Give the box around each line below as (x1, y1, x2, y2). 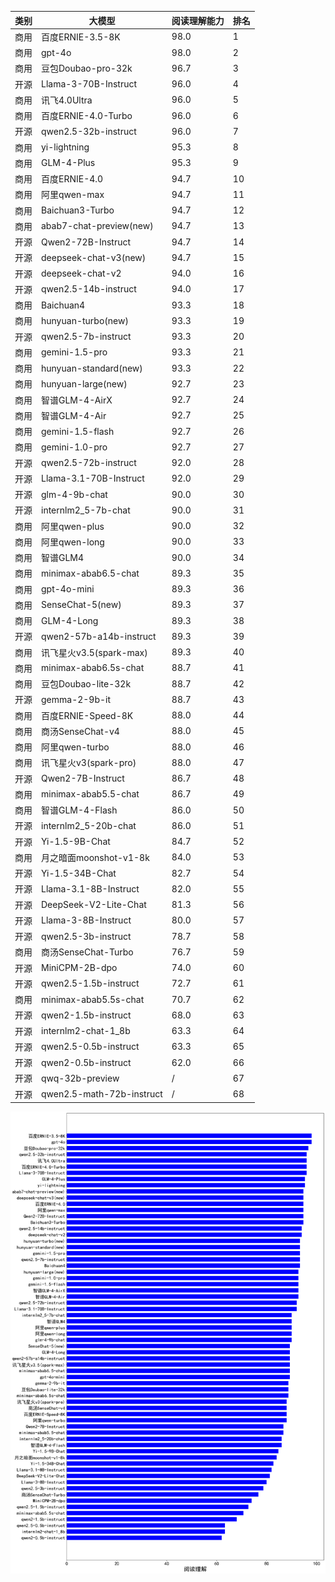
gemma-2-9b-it (41, 693, 112, 705)
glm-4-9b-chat (41, 488, 108, 500)
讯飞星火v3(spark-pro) (41, 757, 137, 769)
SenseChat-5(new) (41, 599, 122, 611)
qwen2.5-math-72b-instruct (41, 1088, 163, 1100)
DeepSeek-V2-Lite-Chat (41, 899, 147, 910)
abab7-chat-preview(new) (41, 220, 154, 232)
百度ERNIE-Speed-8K (41, 709, 134, 721)
